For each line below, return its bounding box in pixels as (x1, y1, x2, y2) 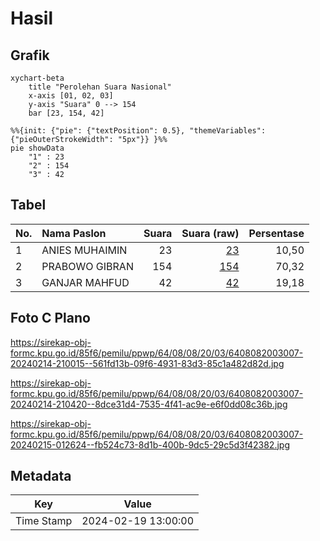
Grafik (10, 47, 50, 64)
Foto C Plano (10, 310, 91, 327)
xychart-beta (10, 73, 65, 83)
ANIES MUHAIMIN (41, 243, 128, 257)
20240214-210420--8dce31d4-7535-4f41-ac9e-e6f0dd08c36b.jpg (10, 398, 288, 410)
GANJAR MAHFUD (41, 275, 130, 289)
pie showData (10, 143, 65, 153)
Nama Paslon (41, 226, 107, 240)
